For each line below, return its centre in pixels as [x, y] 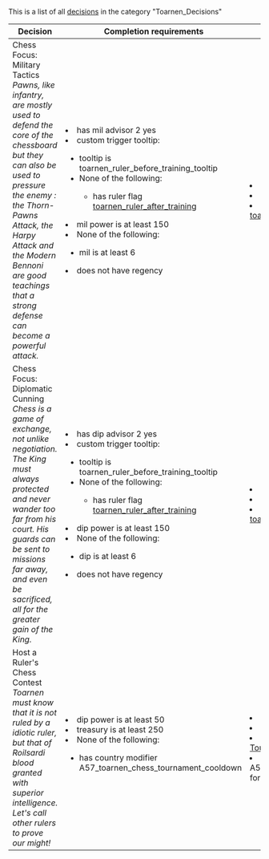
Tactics [26, 75]
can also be [34, 165]
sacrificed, [32, 599]
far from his [34, 519]
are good [29, 276]
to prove [28, 833]
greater [26, 619]
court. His [31, 529]
